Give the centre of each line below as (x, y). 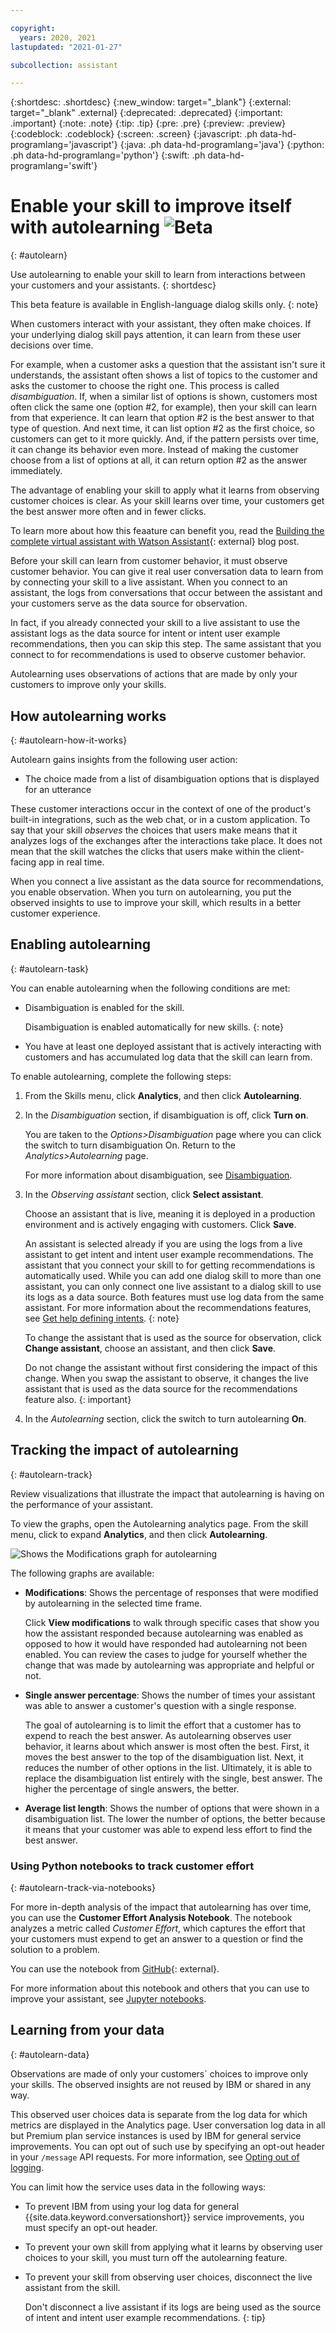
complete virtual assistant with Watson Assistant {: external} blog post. (155, 542)
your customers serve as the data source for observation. (129, 603)
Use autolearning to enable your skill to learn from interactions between (158, 275)
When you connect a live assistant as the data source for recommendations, (167, 881)
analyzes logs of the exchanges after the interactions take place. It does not (166, 840)
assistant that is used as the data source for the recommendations (161, 1388)
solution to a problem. (55, 1949)
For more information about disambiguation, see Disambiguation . (158, 1175)
